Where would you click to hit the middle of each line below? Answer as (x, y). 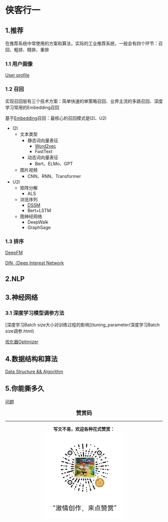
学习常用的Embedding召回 (32, 107)
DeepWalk (38, 222)
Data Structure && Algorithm (34, 371)
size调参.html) (20, 331)
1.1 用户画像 (19, 64)
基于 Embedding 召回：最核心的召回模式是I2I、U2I (56, 118)
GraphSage (39, 227)
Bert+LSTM (39, 210)
